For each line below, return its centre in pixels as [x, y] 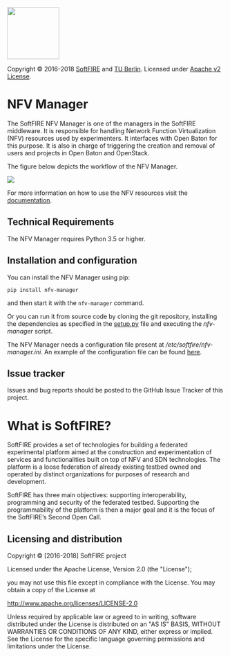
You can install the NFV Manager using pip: [68, 277]
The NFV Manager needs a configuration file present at [86, 344]
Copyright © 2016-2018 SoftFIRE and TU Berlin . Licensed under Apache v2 [114, 69]
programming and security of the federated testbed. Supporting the [103, 503]
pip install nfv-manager [43, 290]
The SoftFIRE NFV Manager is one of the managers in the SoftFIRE [102, 123]
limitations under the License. [49, 646]
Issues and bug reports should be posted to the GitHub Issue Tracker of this [115, 390]
